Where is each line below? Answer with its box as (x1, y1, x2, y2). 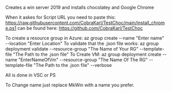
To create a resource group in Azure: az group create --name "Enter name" (5, 35, 164, 41)
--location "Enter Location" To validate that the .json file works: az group (5, 40, 159, 46)
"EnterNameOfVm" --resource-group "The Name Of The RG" (18, 57, 148, 63)
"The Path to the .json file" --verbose (33, 62, 112, 68)
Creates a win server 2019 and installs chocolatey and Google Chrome (5, 5, 154, 10)
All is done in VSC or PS (5, 72, 56, 78)
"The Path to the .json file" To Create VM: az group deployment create (13, 51, 162, 57)
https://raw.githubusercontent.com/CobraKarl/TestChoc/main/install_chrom (5, 20, 165, 26)
